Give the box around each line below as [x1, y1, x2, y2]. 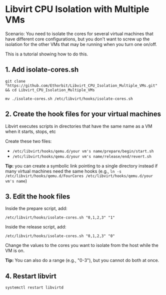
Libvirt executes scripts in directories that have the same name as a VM [5, 123, 152, 129]
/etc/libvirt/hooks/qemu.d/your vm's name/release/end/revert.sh [12, 154, 151, 159]
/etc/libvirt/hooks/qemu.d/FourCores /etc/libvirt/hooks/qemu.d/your [5, 173, 153, 178]
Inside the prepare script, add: [5, 205, 67, 211]
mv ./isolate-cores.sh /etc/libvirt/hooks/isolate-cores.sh [5, 96, 133, 101]
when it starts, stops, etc [5, 128, 56, 134]
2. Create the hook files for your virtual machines [5, 110, 161, 118]
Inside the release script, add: [5, 224, 66, 230]
